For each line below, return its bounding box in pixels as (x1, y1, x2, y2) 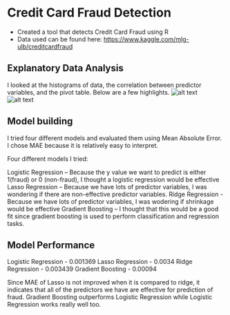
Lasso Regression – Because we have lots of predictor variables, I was (7, 182, 207, 191)
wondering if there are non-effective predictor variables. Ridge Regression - (7, 190, 223, 198)
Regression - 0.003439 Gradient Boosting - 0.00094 (7, 265, 157, 274)
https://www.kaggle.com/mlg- (103, 35, 189, 43)
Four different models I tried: (7, 154, 88, 163)
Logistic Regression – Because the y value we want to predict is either (7, 168, 207, 176)
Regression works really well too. (7, 300, 102, 309)
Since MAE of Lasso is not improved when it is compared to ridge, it (7, 278, 200, 287)
